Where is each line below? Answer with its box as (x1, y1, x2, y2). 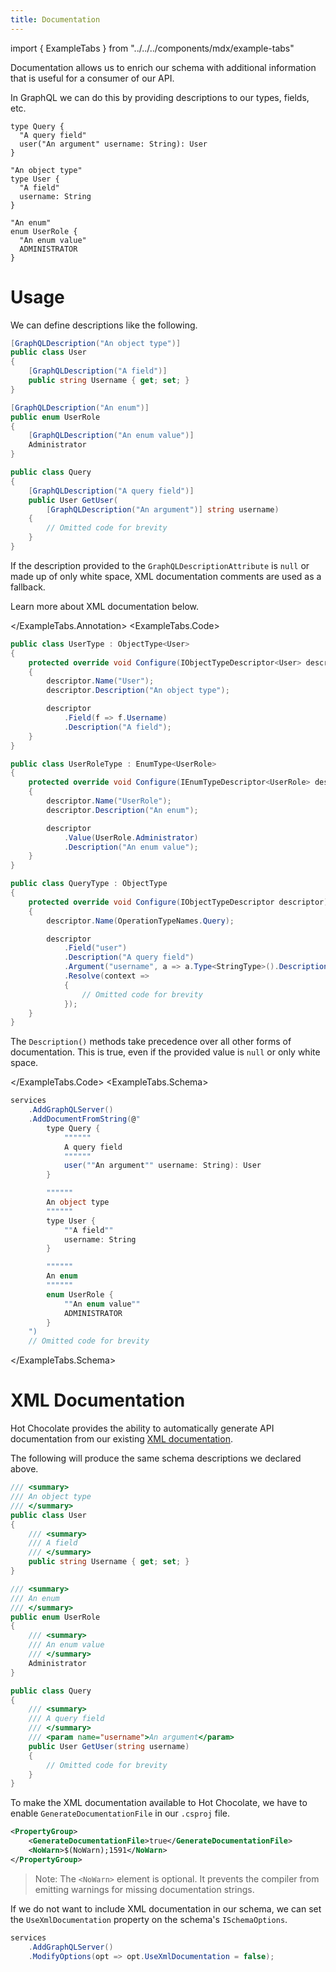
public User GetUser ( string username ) (28, 1741, 190, 1751)
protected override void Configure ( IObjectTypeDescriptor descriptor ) (28, 897, 329, 907)
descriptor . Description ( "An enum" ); (46, 805, 199, 815)
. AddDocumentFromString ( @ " (28, 1114, 141, 1125)
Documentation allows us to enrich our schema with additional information (10, 61, 317, 73)
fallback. (10, 581, 46, 593)
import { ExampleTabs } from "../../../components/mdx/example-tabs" (10, 42, 295, 54)
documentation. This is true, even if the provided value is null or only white (10, 1046, 321, 1058)
